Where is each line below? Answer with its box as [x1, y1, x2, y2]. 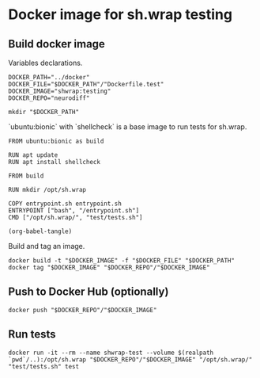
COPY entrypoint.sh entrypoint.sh [8, 200, 122, 208]
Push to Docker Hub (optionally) [8, 285, 169, 299]
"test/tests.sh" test [8, 362, 80, 370]
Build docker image [8, 37, 105, 51]
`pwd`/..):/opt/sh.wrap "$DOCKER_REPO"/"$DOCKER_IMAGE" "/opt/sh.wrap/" [8, 355, 253, 364]
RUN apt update [8, 151, 58, 159]
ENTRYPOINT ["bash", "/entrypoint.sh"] [8, 207, 140, 215]
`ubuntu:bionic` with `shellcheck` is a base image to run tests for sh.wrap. [8, 122, 247, 132]
